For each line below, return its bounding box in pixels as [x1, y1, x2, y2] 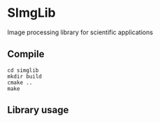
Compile [7, 48, 45, 60]
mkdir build [7, 73, 42, 80]
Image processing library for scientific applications [7, 28, 154, 36]
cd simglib [7, 66, 39, 74]
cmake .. [7, 79, 33, 86]
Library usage [7, 104, 69, 116]
